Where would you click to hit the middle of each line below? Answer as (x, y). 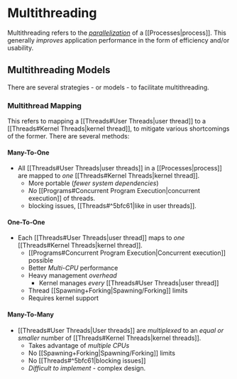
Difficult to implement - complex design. (87, 368)
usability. (21, 48)
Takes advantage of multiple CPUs (79, 345)
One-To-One (26, 222)
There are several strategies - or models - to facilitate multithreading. (108, 87)
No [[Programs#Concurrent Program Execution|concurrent (114, 191)
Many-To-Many (31, 314)
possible (40, 260)
